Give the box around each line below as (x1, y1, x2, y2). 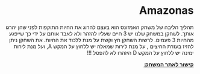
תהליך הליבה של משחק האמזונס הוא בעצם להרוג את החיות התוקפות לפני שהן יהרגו (5, 23, 194, 31)
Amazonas (139, 4, 194, 17)
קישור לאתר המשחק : (143, 61, 194, 68)
